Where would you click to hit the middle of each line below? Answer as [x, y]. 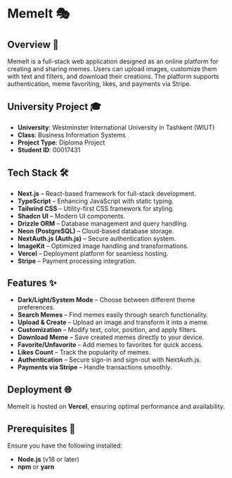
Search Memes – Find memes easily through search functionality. [113, 315]
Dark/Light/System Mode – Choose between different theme [106, 300]
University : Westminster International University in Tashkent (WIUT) [116, 127]
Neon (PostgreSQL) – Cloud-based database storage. [96, 231]
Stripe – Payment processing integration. [77, 261]
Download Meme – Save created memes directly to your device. [111, 337]
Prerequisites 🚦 [41, 428]
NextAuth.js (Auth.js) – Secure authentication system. [97, 238]
